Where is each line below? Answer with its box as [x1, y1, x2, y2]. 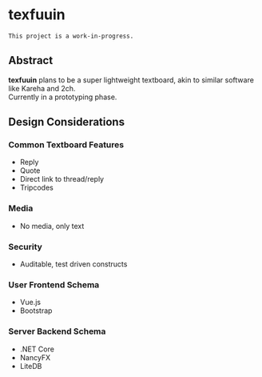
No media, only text [19, 221, 85, 231]
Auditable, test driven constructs [19, 259, 128, 269]
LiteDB [19, 361, 42, 371]
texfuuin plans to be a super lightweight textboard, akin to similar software [8, 74, 254, 85]
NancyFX [19, 352, 50, 362]
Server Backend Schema [8, 326, 106, 337]
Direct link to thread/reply [19, 174, 105, 184]
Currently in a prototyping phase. [8, 92, 117, 102]
